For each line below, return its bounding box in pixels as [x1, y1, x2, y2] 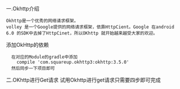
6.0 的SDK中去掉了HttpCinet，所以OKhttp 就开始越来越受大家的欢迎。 [6, 30, 158, 36]
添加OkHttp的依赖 [6, 42, 49, 48]
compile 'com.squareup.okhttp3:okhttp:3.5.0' [16, 59, 130, 65]
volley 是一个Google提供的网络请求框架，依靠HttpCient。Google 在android [6, 24, 174, 30]
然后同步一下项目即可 [11, 66, 56, 71]
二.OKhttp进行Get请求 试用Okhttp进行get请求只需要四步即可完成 [6, 77, 161, 83]
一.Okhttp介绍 [6, 5, 40, 12]
